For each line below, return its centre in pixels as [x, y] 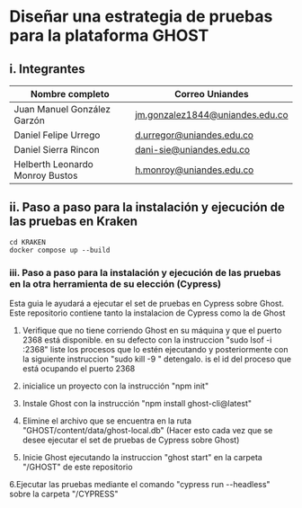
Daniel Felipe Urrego [57, 135]
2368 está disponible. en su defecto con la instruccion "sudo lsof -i [147, 340]
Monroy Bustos [46, 175]
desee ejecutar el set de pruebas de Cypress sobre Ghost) [131, 440]
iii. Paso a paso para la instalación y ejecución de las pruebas [145, 272]
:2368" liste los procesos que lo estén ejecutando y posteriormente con [155, 350]
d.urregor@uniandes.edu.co [194, 135]
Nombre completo [70, 94]
